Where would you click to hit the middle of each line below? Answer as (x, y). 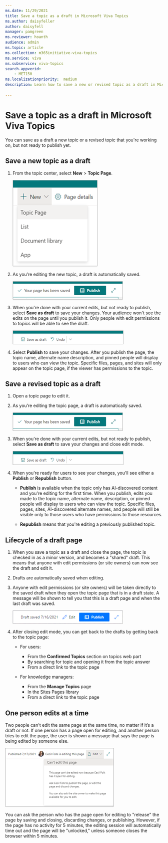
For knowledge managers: (47, 677)
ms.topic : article (24, 48)
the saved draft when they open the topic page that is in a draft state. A (86, 593)
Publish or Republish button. (42, 478)
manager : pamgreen (24, 32)
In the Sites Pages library (53, 692)
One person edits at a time (47, 713)
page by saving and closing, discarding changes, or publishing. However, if (82, 820)
